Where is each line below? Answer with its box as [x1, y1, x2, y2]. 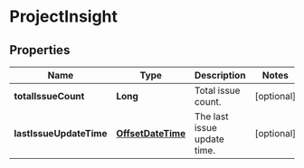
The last [194, 110, 229, 123]
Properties [9, 42, 71, 58]
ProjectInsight [9, 6, 119, 27]
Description [194, 70, 246, 81]
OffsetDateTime [116, 127, 186, 139]
